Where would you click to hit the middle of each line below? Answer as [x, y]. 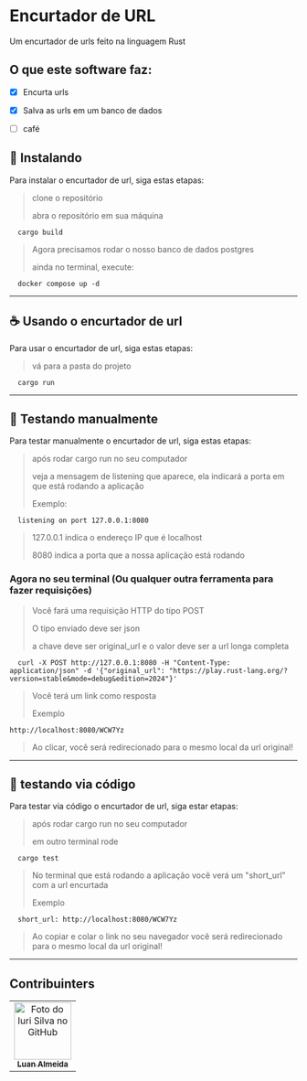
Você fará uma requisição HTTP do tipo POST [118, 610]
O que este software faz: [81, 70]
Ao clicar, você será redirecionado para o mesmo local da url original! [163, 747]
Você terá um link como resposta [94, 695]
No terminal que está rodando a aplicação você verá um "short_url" [159, 875]
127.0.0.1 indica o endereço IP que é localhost [117, 538]
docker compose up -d [59, 284]
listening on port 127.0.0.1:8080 [83, 521]
